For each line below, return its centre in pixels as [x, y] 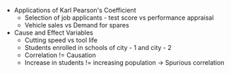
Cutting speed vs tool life [61, 40]
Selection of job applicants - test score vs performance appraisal [119, 18]
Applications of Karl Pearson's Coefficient [75, 10]
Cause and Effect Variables [53, 32]
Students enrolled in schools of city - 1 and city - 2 [98, 48]
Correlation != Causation [60, 55]
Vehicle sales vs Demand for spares [77, 25]
